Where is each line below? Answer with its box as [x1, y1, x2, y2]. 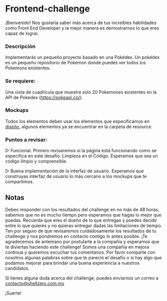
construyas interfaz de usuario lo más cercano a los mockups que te [5, 173, 147, 179]
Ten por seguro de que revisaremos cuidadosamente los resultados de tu [5, 228, 156, 234]
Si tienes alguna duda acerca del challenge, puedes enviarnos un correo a [5, 275, 159, 281]
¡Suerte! [5, 290, 22, 296]
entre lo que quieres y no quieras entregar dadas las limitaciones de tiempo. [5, 222, 162, 229]
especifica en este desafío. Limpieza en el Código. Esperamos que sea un [5, 153, 158, 159]
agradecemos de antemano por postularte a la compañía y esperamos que [5, 238, 159, 244]
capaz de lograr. [5, 30, 39, 36]
